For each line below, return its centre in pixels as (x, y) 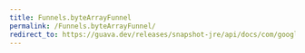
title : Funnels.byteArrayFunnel (70, 18)
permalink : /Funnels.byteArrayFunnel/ (83, 26)
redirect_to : (34, 34)
